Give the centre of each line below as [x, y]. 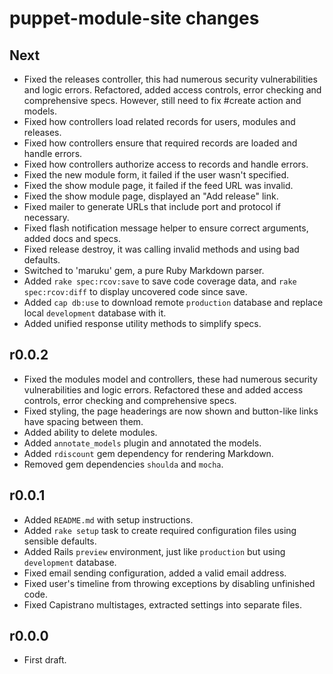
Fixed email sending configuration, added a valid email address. [155, 573]
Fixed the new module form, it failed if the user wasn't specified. [156, 175]
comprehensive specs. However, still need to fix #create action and [162, 100]
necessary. [46, 217]
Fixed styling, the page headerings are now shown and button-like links [171, 411]
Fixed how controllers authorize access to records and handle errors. [166, 164]
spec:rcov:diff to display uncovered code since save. [135, 291]
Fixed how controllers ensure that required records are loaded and [160, 143]
